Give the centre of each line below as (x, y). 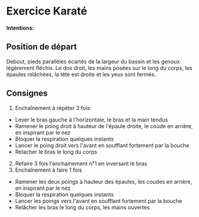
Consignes (27, 93)
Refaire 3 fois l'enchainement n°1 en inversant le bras (81, 163)
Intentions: (20, 28)
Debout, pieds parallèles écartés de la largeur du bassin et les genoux (93, 61)
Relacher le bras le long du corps (56, 152)
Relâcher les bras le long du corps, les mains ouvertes (82, 207)
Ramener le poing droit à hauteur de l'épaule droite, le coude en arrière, (104, 126)
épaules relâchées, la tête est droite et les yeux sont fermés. (81, 74)
